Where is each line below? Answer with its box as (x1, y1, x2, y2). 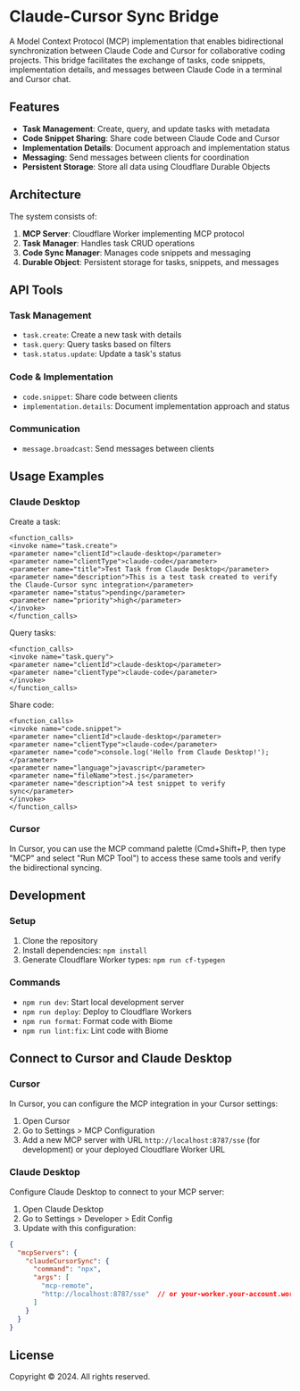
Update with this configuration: (21, 1222, 137, 1233)
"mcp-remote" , (41, 1281, 94, 1291)
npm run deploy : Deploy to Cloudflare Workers (21, 1006, 192, 1017)
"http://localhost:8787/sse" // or (41, 1290, 178, 1299)
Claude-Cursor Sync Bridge (9, 6, 220, 27)
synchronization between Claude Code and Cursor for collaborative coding (9, 45, 286, 55)
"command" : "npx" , (32, 1265, 102, 1274)
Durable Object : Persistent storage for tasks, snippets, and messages (21, 256, 279, 267)
